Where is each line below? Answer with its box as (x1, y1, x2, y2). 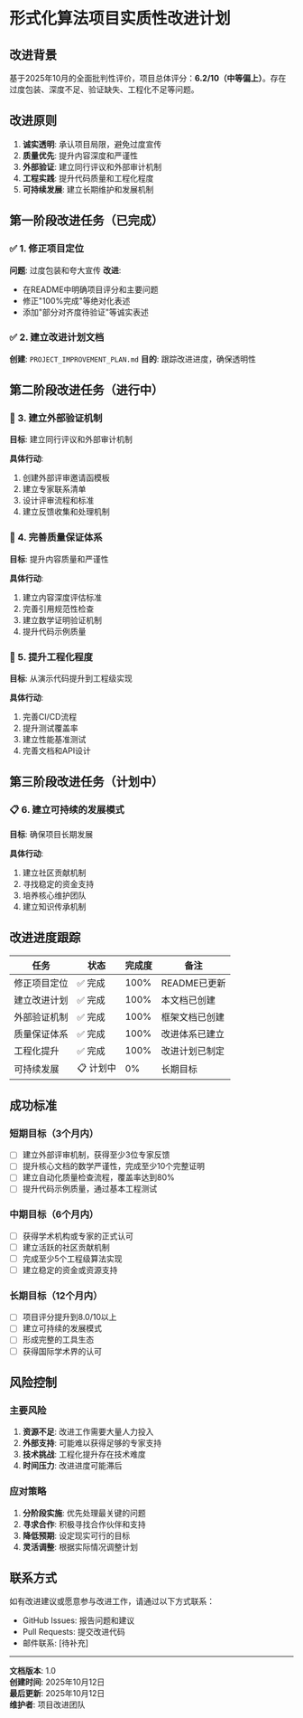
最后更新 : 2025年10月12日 (9, 1688, 106, 1699)
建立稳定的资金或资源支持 (22, 1265, 118, 1275)
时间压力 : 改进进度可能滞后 (22, 1460, 123, 1471)
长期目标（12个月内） (9, 1289, 103, 1302)
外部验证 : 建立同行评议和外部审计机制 (22, 161, 162, 172)
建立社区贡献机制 (22, 867, 87, 878)
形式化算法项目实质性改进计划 (9, 8, 232, 29)
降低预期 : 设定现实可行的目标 (22, 1530, 131, 1541)
